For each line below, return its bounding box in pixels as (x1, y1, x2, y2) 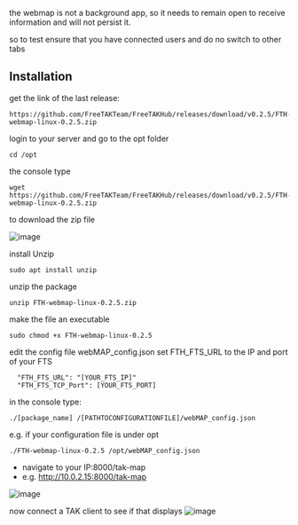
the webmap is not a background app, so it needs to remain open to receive (9, 8, 286, 18)
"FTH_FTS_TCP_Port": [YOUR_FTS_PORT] (17, 380, 157, 389)
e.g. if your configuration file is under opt (9, 429, 160, 440)
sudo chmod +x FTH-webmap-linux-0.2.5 (9, 331, 153, 340)
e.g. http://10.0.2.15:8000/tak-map (21, 471, 147, 482)
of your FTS (9, 356, 53, 366)
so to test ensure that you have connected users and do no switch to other (9, 35, 282, 44)
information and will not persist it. (9, 17, 131, 27)
